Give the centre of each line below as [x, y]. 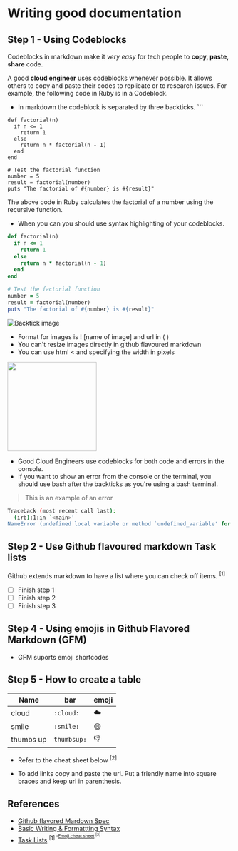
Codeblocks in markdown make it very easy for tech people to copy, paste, [118, 56]
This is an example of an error [69, 498]
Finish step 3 [36, 605]
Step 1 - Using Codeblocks [67, 40]
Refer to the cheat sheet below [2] [67, 760]
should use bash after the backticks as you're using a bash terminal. [118, 484]
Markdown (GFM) [47, 640]
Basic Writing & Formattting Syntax [69, 829]
